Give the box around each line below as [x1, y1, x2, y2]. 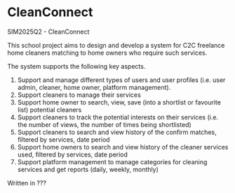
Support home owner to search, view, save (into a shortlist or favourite [17, 98, 221, 106]
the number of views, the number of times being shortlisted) [17, 120, 192, 128]
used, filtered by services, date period [17, 150, 128, 159]
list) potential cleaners [17, 105, 82, 114]
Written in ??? [7, 178, 47, 187]
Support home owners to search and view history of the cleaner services [17, 142, 229, 151]
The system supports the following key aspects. [7, 62, 146, 70]
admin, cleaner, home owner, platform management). [17, 83, 171, 91]
